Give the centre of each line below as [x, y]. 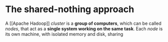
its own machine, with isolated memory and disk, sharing [64, 34]
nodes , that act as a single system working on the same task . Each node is [84, 28]
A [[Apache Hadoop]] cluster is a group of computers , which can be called [83, 23]
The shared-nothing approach [70, 9]
